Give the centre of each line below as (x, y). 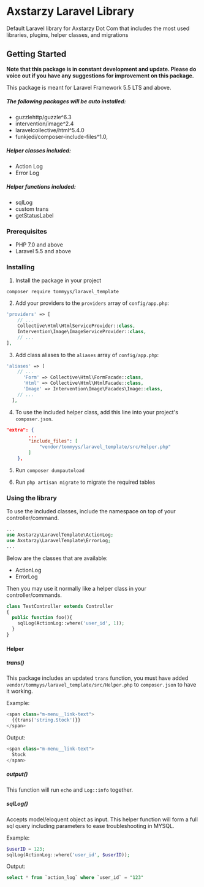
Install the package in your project (58, 280)
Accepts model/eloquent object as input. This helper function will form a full (102, 819)
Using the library (32, 498)
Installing (21, 267)
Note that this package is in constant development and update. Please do (101, 69)
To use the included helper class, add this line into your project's (97, 412)
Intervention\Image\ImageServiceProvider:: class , (82, 331)
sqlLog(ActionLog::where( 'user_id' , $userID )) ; (68, 855)
